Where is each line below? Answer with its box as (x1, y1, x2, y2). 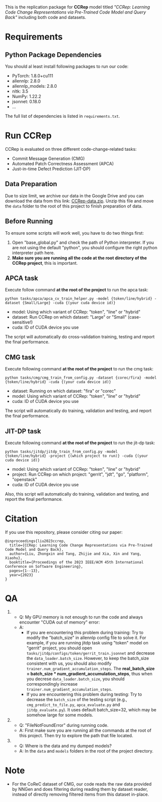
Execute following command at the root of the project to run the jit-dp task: (5, 440, 156, 446)
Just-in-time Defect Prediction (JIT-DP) (12, 166, 91, 172)
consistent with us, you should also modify (26, 660, 112, 666)
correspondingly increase (26, 681, 78, 687)
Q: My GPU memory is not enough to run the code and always (19, 614, 143, 620)
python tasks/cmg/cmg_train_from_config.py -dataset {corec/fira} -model (5, 375, 157, 380)
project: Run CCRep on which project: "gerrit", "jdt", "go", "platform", (12, 471, 149, 477)
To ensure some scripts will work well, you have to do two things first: (5, 230, 144, 236)
